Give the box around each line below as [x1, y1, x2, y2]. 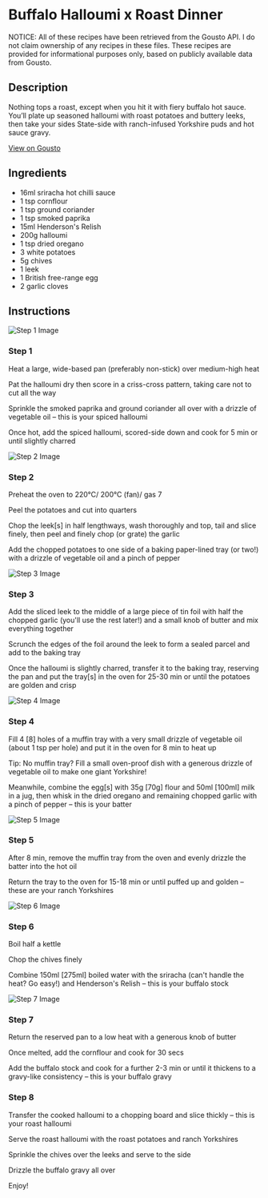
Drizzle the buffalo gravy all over [8, 1165, 116, 1175]
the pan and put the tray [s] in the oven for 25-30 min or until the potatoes [8, 672, 250, 681]
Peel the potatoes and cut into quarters [8, 505, 138, 514]
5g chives [19, 255, 53, 265]
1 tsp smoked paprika [19, 213, 90, 223]
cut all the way [8, 388, 57, 397]
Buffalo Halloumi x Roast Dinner [8, 6, 223, 24]
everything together [8, 624, 74, 633]
